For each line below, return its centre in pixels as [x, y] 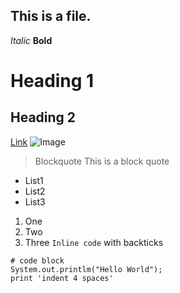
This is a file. [51, 16]
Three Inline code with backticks [94, 242]
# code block [37, 260]
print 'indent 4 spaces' [62, 278]
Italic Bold [31, 40]
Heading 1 [52, 81]
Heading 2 [43, 117]
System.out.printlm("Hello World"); [86, 269]
